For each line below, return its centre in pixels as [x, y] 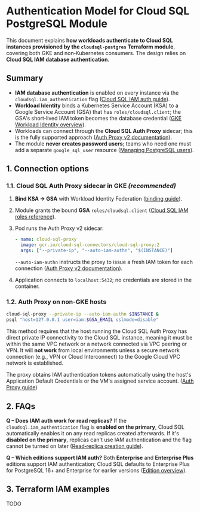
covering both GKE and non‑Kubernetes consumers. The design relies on [96, 53]
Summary [25, 78]
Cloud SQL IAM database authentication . [58, 59]
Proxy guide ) [22, 387]
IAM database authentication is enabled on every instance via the [97, 93]
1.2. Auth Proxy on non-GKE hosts [56, 302]
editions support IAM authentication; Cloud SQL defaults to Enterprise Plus [98, 464]
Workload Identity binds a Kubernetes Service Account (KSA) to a [97, 105]
